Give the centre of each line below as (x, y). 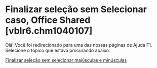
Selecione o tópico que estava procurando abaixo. (58, 50)
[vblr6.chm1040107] (49, 31)
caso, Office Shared (48, 20)
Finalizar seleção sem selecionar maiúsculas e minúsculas (66, 60)
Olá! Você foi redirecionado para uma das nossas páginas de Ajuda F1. (79, 45)
